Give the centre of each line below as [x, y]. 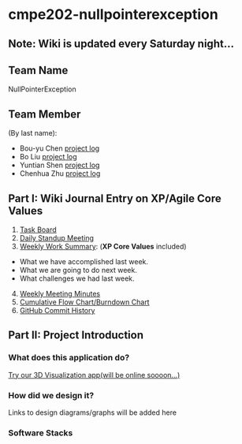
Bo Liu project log [48, 157]
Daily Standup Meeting [57, 238]
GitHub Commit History [57, 311]
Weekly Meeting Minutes [60, 294]
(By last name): [33, 133]
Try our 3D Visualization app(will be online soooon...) [94, 375]
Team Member [45, 114]
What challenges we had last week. [77, 278]
